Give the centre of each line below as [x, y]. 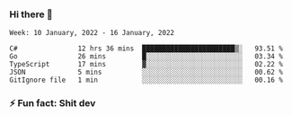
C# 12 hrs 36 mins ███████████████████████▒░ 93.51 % [146, 49]
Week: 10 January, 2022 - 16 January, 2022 [92, 33]
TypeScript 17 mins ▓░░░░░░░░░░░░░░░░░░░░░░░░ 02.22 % [146, 65]
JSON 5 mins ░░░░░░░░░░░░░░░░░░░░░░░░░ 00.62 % [146, 72]
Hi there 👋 [31, 14]
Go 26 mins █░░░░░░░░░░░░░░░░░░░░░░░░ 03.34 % [146, 57]
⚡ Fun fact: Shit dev [53, 103]
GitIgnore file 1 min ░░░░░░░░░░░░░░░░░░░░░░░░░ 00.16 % [146, 80]
